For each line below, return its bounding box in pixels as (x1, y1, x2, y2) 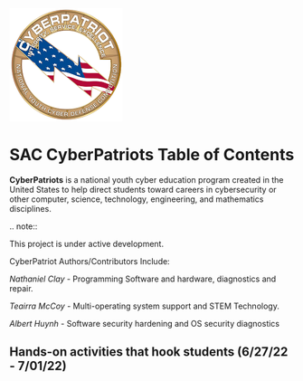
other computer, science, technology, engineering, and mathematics (9, 194, 264, 205)
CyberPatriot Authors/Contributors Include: (9, 255, 170, 266)
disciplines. (9, 203, 52, 214)
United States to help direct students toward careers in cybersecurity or (9, 184, 278, 195)
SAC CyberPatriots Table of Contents (9, 145, 295, 166)
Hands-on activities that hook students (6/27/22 (9, 344, 289, 360)
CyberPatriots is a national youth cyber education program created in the (9, 174, 284, 185)
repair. (9, 282, 33, 293)
